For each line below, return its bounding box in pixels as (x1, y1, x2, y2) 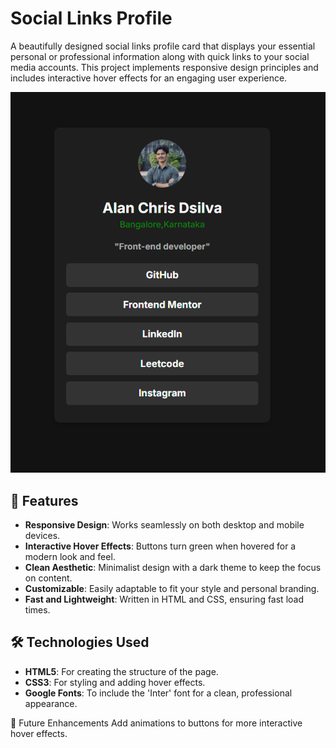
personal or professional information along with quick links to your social (10, 50, 310, 62)
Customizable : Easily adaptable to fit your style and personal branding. (24, 583, 320, 594)
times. (24, 604, 51, 616)
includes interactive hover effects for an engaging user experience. (10, 72, 288, 84)
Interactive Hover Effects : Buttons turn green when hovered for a (24, 540, 297, 552)
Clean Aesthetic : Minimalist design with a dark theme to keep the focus (24, 562, 322, 573)
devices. (24, 530, 61, 541)
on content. (24, 572, 73, 584)
